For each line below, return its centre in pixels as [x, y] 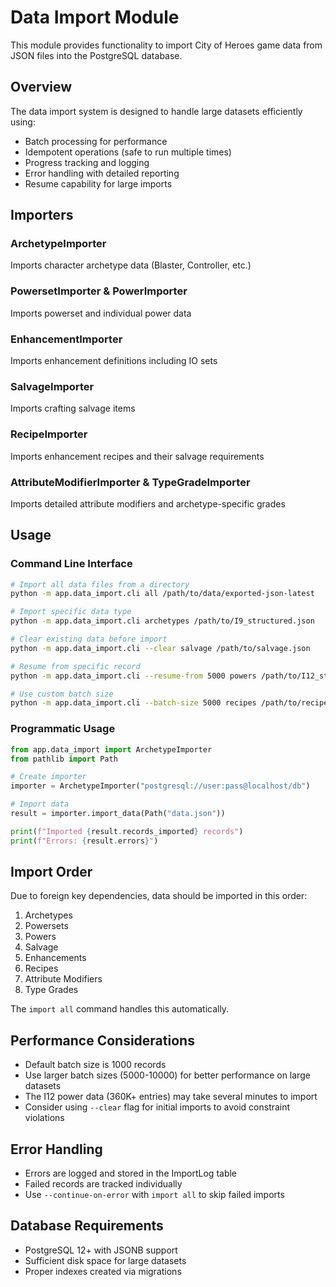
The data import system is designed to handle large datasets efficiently [156, 111]
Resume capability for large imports [98, 183]
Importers [42, 215]
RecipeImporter [49, 434]
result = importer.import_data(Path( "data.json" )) [118, 814]
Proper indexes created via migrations [103, 1271]
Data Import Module [95, 17]
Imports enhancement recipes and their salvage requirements [137, 456]
